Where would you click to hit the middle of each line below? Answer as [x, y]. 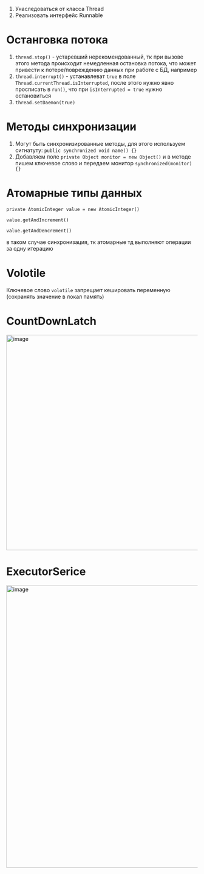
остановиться [33, 95]
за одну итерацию [30, 248]
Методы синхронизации [71, 127]
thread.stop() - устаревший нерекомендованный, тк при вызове [99, 57]
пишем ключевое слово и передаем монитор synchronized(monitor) [104, 163]
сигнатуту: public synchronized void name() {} [76, 150]
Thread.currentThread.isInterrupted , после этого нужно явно [94, 82]
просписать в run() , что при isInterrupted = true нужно [89, 89]
